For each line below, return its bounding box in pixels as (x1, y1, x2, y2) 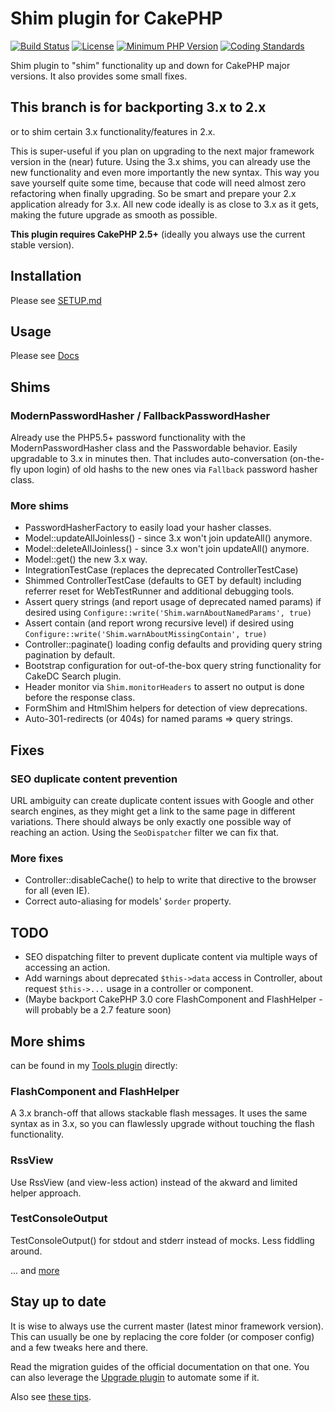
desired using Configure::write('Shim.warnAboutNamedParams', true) (24, 607, 312, 619)
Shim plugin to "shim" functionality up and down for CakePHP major (10, 59, 291, 71)
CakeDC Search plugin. (24, 670, 122, 682)
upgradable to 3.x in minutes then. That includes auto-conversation (10, 453, 288, 465)
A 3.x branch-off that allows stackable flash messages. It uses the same (10, 1107, 308, 1119)
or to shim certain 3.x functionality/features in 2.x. (10, 125, 216, 137)
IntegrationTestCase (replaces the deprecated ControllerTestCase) (24, 564, 299, 576)
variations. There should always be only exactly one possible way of (10, 816, 292, 828)
